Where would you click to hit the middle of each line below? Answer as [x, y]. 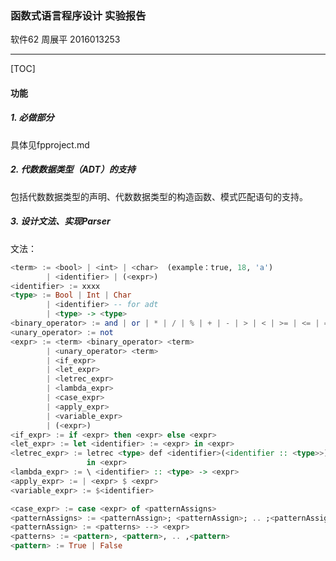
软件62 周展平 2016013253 [65, 39]
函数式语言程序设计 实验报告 [78, 15]
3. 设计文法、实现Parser [60, 221]
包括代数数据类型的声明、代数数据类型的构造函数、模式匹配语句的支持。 [159, 196]
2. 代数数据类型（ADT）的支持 [73, 169]
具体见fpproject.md [50, 144]
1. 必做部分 [32, 118]
